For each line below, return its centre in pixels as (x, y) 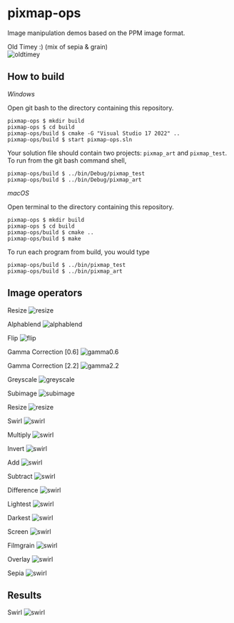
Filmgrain (21, 545)
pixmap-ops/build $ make (44, 238)
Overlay (19, 559)
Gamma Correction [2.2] (43, 365)
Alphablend (24, 324)
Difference (23, 490)
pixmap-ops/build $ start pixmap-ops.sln (70, 140)
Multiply (19, 435)
